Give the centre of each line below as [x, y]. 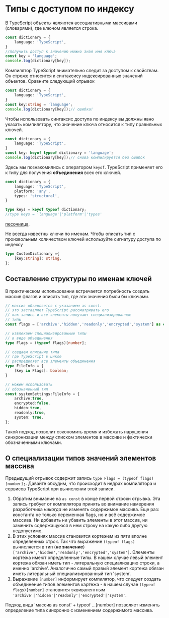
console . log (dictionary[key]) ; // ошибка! [49, 109]
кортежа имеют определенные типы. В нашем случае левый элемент [88, 557]
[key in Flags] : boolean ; [41, 371]
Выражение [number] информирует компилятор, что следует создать [87, 579]
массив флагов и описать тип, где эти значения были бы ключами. [77, 296]
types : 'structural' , [37, 196]
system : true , [29, 417]
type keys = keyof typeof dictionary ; [46, 210]
